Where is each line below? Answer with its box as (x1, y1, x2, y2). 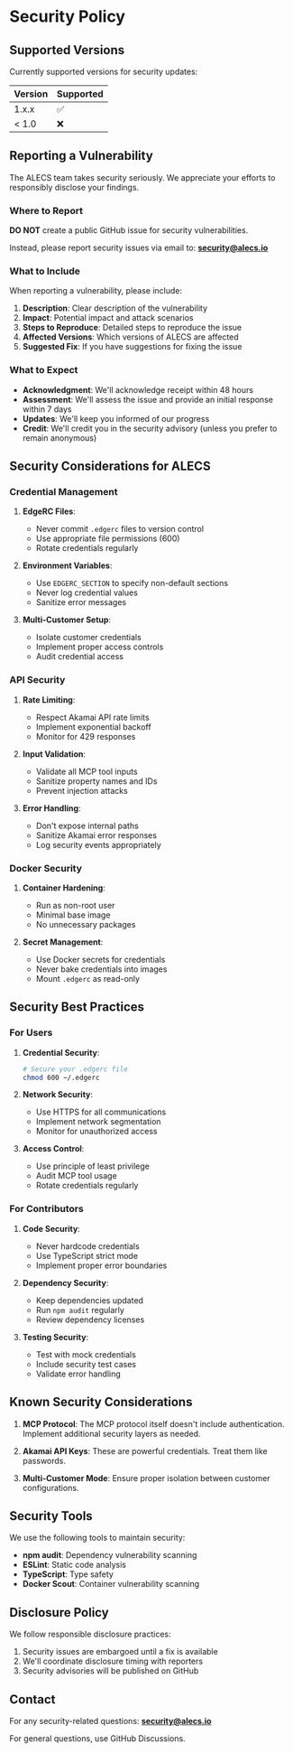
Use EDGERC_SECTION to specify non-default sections (35, 578, 228, 589)
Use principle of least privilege (35, 1161, 151, 1171)
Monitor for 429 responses (35, 731, 136, 741)
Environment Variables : (22, 560, 113, 571)
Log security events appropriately (35, 839, 162, 850)
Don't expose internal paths (35, 820, 140, 831)
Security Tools (9, 1508, 93, 1524)
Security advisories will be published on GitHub (22, 1665, 199, 1676)
